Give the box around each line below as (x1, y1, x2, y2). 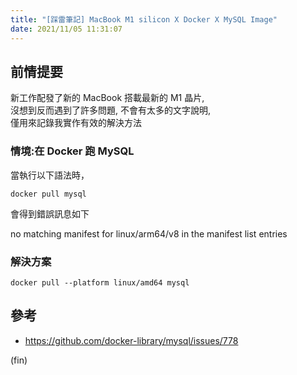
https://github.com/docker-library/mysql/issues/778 (24, 334, 239, 346)
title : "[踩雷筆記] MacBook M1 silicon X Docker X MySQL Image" (10, 14, 278, 25)
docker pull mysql (10, 189, 87, 199)
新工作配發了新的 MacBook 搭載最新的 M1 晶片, (10, 92, 205, 104)
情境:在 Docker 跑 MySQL (10, 144, 135, 158)
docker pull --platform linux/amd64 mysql (10, 277, 190, 288)
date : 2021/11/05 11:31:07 (10, 24, 123, 34)
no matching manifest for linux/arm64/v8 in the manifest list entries (10, 227, 288, 240)
